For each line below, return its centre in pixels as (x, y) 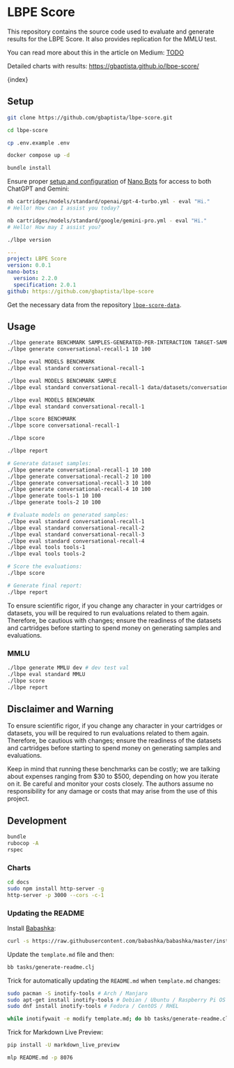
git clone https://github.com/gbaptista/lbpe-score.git (90, 117)
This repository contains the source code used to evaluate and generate (111, 31)
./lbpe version (29, 240)
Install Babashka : (32, 928)
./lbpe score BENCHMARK (42, 419)
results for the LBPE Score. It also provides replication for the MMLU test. (112, 38)
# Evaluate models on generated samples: (68, 515)
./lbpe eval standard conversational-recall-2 (76, 528)
